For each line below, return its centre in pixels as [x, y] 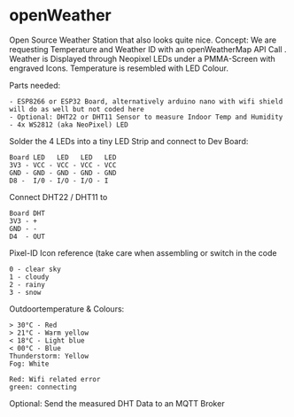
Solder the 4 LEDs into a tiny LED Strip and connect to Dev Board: [129, 141]
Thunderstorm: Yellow [49, 356]
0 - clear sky [35, 269]
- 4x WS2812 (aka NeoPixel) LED [69, 125]
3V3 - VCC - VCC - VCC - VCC [63, 165]
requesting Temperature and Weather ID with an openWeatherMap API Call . [148, 49]
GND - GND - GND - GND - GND [63, 173]
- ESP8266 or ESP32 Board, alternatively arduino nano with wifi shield [146, 101]
